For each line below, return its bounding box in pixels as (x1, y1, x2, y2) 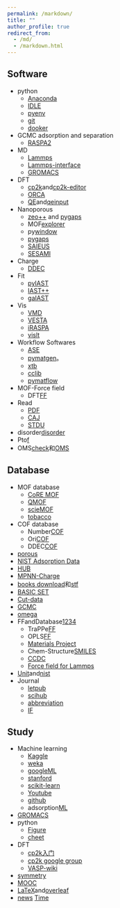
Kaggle (27, 752, 49, 760)
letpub (27, 683, 46, 692)
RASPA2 (27, 138, 52, 147)
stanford (27, 774, 52, 783)
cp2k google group (27, 857, 83, 865)
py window (27, 227, 58, 235)
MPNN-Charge (17, 571, 60, 580)
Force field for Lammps (27, 662, 95, 670)
